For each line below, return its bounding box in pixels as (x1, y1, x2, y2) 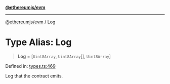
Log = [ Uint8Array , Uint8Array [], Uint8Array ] (17, 53, 111, 59)
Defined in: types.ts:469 (5, 63, 56, 69)
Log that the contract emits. (5, 73, 63, 79)
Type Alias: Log (5, 36, 72, 48)
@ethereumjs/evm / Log (5, 19, 56, 25)
